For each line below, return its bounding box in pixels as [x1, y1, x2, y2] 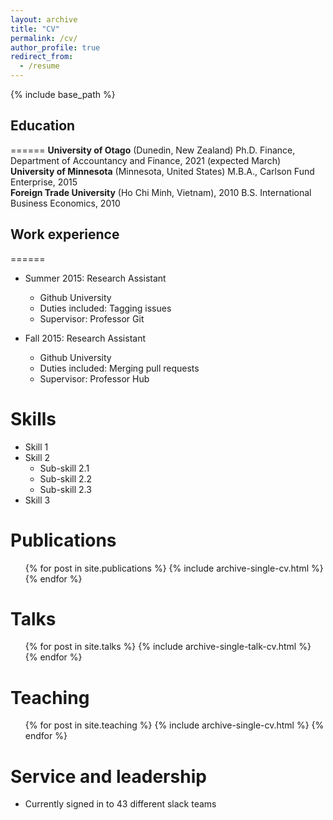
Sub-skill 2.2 [39, 472, 93, 485]
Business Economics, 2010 [10, 197, 121, 209]
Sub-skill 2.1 [39, 462, 90, 474]
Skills [10, 407, 57, 430]
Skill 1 [24, 441, 49, 453]
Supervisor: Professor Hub [39, 372, 150, 385]
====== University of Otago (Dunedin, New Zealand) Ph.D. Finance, [10, 144, 296, 156]
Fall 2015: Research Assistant [24, 332, 146, 344]
